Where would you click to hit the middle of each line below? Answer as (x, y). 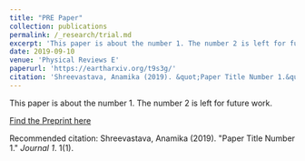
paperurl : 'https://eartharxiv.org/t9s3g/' (93, 69)
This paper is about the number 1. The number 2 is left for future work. (141, 103)
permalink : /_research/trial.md (70, 35)
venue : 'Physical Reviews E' (64, 60)
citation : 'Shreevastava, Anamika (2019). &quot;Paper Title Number (142, 77)
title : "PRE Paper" (46, 18)
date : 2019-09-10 (42, 52)
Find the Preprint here (50, 120)
